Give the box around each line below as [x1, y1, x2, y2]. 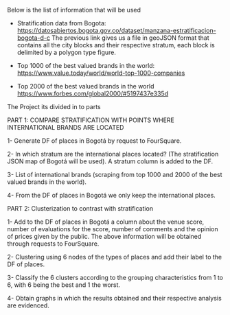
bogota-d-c [16, 34, 50, 42]
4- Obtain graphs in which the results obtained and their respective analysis [7, 294, 222, 302]
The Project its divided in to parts [7, 103, 101, 110]
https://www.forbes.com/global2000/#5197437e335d [16, 89, 169, 97]
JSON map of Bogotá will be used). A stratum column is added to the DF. [7, 157, 214, 165]
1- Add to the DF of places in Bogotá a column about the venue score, [7, 218, 205, 226]
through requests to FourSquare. [7, 240, 100, 248]
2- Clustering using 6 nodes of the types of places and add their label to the [7, 253, 222, 261]
